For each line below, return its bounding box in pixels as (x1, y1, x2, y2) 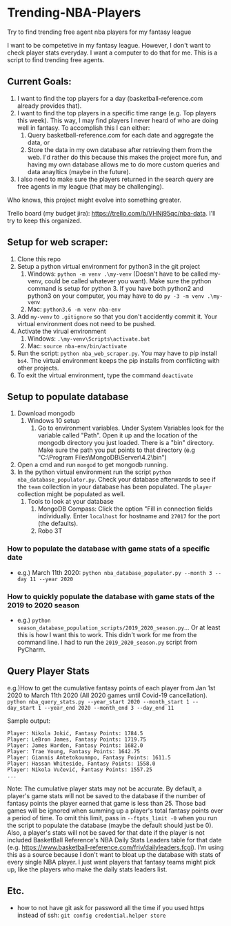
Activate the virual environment (17, 327, 107, 335)
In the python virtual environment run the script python (17, 468, 172, 476)
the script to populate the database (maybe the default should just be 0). (7, 821, 214, 829)
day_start (7, 704, 36, 711)
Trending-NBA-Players (7, 5, 141, 21)
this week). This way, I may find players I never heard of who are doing (17, 116, 219, 124)
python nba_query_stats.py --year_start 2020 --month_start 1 (7, 698, 190, 706)
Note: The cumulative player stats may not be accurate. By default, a (7, 784, 202, 793)
